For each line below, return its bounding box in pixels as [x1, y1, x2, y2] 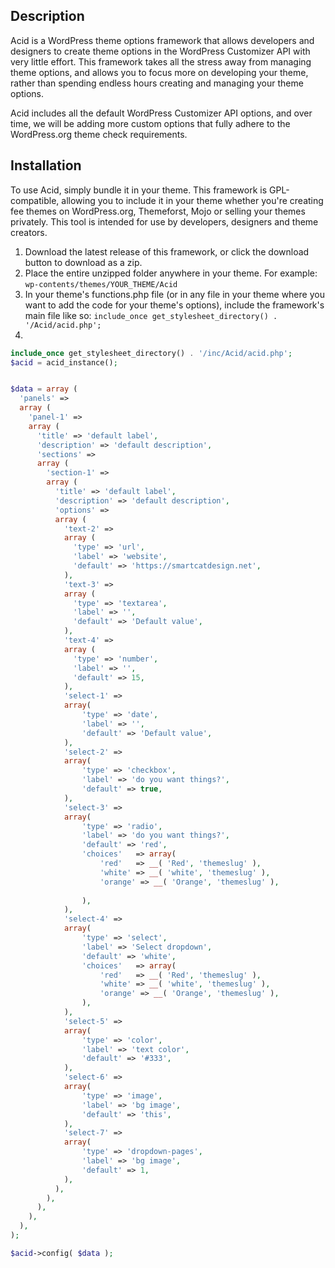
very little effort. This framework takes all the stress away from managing [10, 55, 312, 68]
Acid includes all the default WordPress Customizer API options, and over [10, 107, 313, 119]
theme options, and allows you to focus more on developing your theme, [10, 66, 309, 78]
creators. [10, 226, 48, 238]
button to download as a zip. [24, 256, 143, 268]
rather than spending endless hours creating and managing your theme [10, 77, 304, 89]
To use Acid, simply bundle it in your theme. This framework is [10, 184, 268, 196]
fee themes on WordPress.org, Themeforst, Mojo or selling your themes [10, 205, 306, 217]
